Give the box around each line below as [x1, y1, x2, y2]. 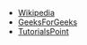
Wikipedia [17, 8, 56, 18]
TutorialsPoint [17, 26, 69, 36]
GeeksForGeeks [17, 17, 78, 27]
